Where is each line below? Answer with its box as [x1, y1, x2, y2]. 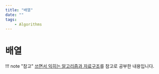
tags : [5, 17, 17, 22]
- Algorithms [14, 21, 42, 27]
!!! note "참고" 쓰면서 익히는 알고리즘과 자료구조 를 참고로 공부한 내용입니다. [5, 63, 154, 69]
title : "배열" [5, 7, 33, 13]
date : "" [5, 12, 24, 17]
